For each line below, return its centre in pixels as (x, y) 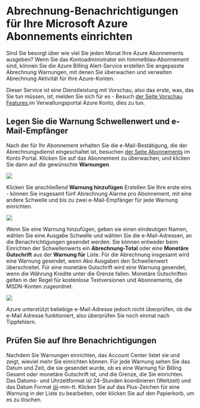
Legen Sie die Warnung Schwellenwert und (88, 122)
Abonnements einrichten (70, 36)
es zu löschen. (24, 400)
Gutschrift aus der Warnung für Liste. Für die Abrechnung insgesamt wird (98, 254)
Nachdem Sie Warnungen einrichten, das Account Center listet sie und (93, 355)
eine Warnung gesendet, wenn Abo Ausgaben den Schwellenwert (87, 261)
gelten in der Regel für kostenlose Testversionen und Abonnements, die (94, 280)
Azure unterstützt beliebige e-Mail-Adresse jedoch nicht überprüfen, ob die (99, 309)
